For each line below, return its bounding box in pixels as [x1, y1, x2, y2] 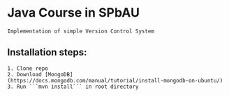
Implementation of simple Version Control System [7, 28, 155, 35]
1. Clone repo [7, 64, 49, 72]
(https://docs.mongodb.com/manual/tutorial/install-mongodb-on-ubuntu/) [7, 77, 223, 84]
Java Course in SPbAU [7, 5, 140, 21]
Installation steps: [7, 46, 87, 58]
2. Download [7, 71, 42, 78]
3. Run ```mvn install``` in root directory [7, 83, 139, 90]
